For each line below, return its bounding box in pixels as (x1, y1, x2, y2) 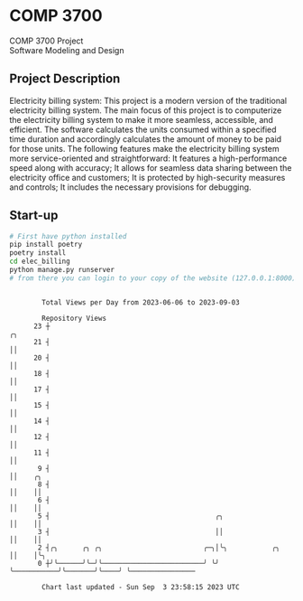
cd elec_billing (9, 257, 70, 267)
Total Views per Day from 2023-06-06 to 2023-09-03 (41, 297, 241, 307)
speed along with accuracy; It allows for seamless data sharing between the (9, 162, 292, 173)
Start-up (9, 208, 59, 223)
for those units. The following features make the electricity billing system (9, 143, 280, 154)
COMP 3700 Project (9, 35, 84, 46)
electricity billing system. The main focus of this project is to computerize (9, 105, 282, 116)
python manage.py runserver (9, 266, 115, 275)
